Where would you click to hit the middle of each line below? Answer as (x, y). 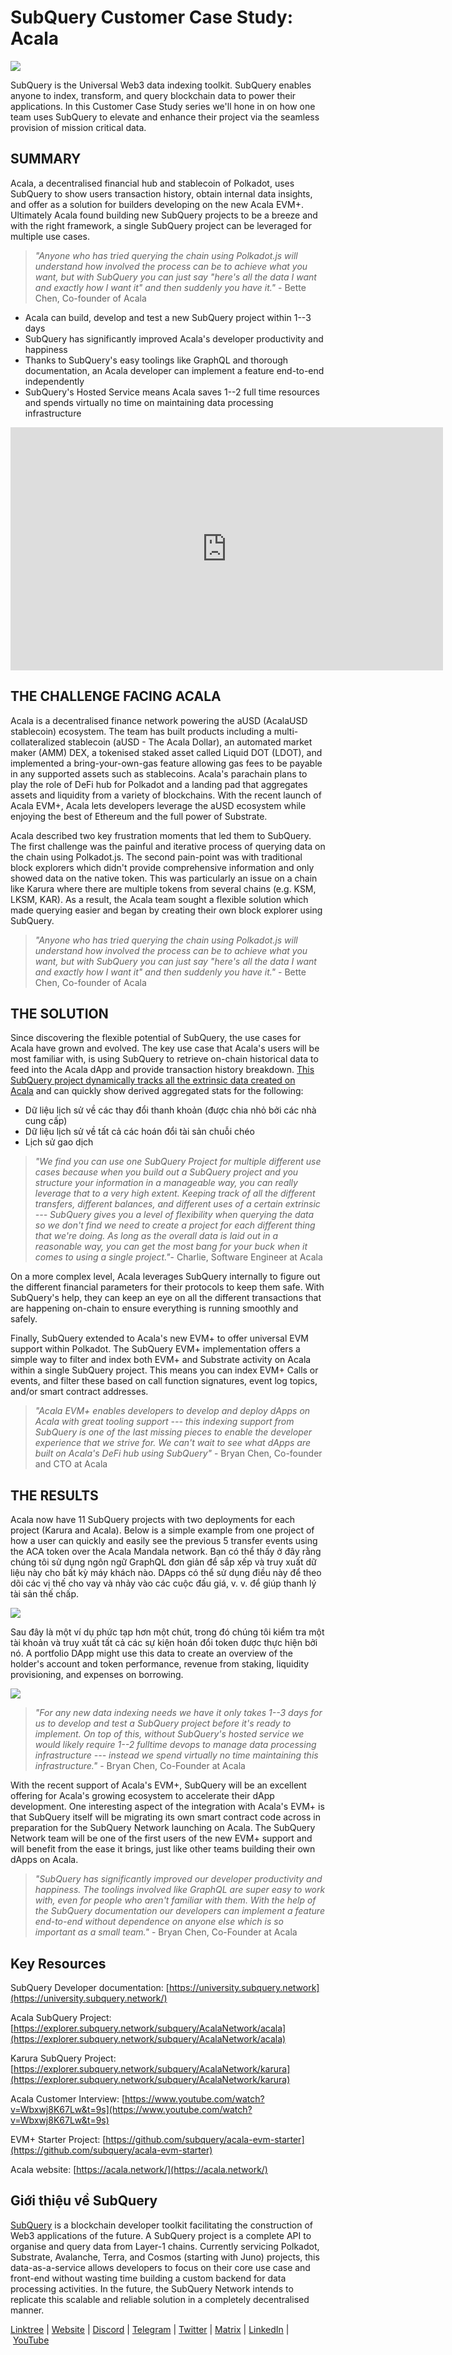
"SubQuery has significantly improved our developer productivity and (178, 1879)
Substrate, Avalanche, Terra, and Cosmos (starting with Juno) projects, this (165, 2257)
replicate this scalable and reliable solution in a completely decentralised (160, 2299)
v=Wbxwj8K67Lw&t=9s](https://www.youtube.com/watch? (131, 2109)
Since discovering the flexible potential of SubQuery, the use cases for (156, 1038)
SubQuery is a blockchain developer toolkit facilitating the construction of (161, 2225)
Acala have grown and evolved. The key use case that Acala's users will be (165, 1048)
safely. (24, 1319)
